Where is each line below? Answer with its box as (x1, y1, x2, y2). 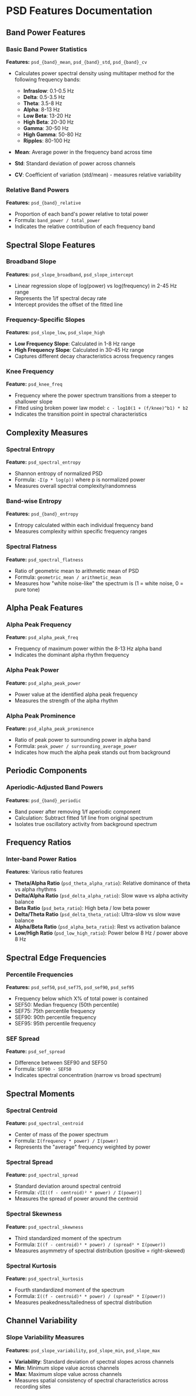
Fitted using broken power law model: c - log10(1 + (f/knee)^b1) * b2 (14, 405, 188, 412)
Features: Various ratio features (6, 868, 83, 875)
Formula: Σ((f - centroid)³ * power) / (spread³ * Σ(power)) (14, 1241, 166, 1248)
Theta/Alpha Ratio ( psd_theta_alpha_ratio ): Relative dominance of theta (14, 879, 191, 886)
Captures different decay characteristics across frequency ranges (14, 353, 174, 360)
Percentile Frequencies (6, 970, 74, 979)
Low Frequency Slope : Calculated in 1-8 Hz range (14, 340, 136, 347)
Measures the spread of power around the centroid (14, 1195, 138, 1203)
